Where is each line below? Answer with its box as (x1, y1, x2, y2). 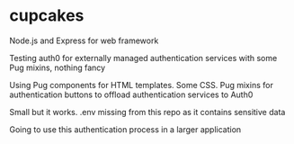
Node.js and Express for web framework (9, 35, 159, 46)
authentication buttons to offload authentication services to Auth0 (9, 89, 254, 100)
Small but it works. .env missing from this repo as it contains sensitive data (9, 106, 286, 117)
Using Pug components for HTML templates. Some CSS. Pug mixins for (9, 79, 274, 90)
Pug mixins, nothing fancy (9, 62, 106, 73)
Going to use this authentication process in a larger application (9, 123, 242, 135)
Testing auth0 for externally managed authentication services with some (9, 52, 278, 63)
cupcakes (9, 5, 85, 26)
